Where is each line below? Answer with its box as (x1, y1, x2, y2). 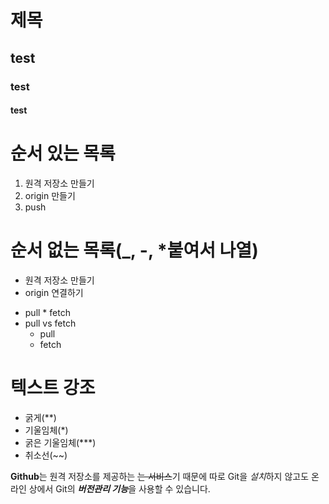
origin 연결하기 (24, 286, 84, 298)
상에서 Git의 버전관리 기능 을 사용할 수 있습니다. (28, 482, 211, 495)
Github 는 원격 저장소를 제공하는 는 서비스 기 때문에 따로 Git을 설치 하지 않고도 (10, 470, 310, 482)
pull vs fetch (24, 317, 77, 329)
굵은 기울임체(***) (24, 436, 97, 448)
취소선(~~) (24, 449, 68, 461)
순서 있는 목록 (10, 142, 116, 165)
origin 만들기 (24, 190, 76, 202)
